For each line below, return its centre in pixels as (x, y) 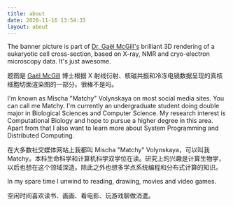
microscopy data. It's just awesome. (59, 61)
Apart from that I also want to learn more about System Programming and (113, 128)
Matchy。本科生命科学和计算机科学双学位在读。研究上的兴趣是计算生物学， (116, 159)
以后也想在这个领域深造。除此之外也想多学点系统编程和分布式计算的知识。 (114, 168)
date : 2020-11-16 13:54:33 (47, 20)
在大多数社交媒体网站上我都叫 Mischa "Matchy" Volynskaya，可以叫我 (108, 150)
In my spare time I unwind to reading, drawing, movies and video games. (112, 182)
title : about (26, 14)
